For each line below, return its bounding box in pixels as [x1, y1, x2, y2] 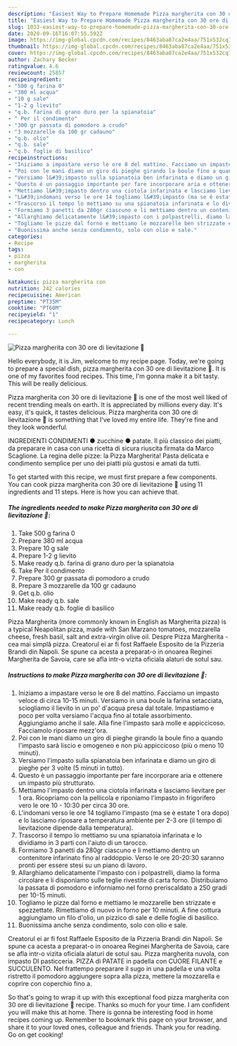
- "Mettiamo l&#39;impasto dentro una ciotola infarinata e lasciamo [8, 187, 217, 194]
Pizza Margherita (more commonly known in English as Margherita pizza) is [8, 617, 227, 625]
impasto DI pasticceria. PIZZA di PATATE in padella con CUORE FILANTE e [8, 957, 223, 965]
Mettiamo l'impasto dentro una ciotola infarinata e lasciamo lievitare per [18, 786, 226, 795]
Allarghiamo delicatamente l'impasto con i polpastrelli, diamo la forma [18, 868, 220, 877]
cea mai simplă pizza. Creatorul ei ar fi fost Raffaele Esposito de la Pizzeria [8, 640, 224, 648]
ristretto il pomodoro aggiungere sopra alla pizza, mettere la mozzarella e [8, 971, 220, 980]
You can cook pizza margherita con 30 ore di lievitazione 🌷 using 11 [8, 480, 203, 488]
